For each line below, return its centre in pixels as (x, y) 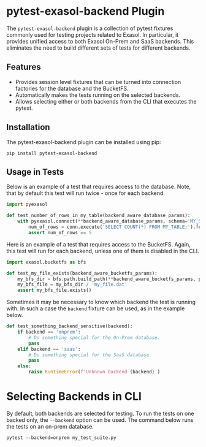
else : (25, 366)
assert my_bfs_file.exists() (55, 290)
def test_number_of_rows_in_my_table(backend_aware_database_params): (98, 216)
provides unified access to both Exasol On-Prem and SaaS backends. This (100, 41)
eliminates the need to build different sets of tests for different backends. (99, 48)
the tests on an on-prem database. (50, 426)
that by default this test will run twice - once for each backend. (86, 193)
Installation (28, 127)
